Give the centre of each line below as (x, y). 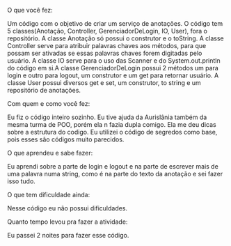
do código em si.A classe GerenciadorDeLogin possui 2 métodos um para (113, 68)
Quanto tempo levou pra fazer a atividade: (67, 222)
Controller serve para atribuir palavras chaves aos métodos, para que (107, 46)
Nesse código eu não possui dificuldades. (67, 208)
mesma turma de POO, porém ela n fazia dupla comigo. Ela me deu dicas (112, 124)
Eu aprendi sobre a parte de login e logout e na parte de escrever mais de (113, 166)
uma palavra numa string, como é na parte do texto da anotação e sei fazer (115, 174)
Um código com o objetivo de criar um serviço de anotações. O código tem (115, 23)
